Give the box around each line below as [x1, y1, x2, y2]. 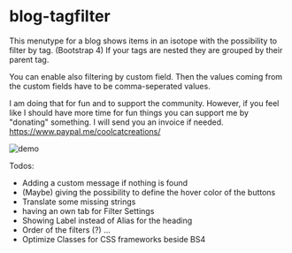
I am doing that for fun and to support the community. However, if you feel [9, 97, 280, 108]
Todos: [9, 160, 35, 171]
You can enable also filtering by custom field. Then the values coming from [9, 71, 283, 81]
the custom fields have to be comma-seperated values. [9, 80, 211, 91]
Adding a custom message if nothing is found [21, 177, 188, 188]
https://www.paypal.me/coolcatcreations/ [9, 126, 161, 136]
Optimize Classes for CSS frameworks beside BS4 [21, 234, 206, 244]
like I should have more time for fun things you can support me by [9, 107, 250, 118]
